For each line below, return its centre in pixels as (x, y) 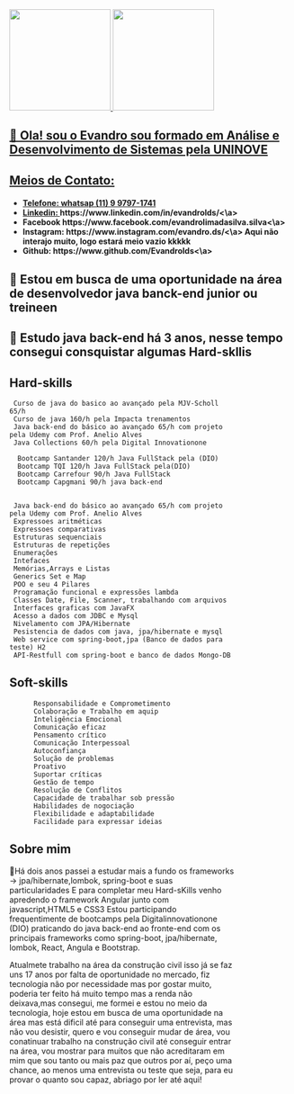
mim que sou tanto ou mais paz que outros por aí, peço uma (120, 1060)
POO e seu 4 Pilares (52, 584)
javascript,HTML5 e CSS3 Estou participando (93, 909)
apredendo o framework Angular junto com (89, 900)
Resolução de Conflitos (78, 790)
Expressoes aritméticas (58, 521)
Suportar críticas (67, 774)
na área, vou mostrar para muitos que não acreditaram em (117, 1051)
